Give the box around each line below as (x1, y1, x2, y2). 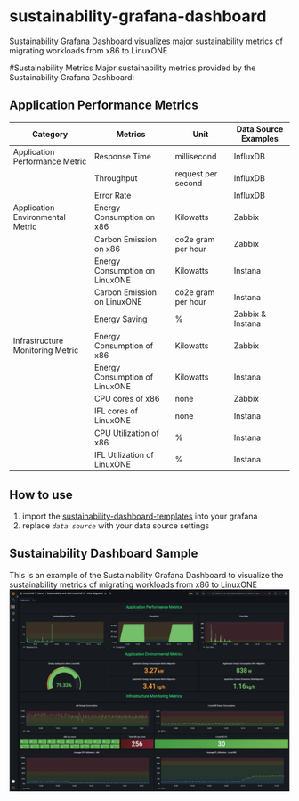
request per (174, 168, 218, 179)
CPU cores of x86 (94, 394, 160, 404)
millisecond (174, 151, 217, 161)
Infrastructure (12, 336, 64, 346)
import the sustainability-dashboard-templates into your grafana (21, 511, 258, 522)
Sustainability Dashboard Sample (9, 546, 198, 561)
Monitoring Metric (12, 345, 79, 356)
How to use (9, 487, 73, 503)
